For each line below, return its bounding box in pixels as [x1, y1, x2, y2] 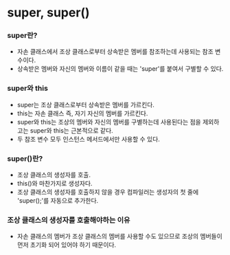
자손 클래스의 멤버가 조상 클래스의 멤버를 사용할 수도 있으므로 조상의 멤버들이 [16, 232, 223, 241]
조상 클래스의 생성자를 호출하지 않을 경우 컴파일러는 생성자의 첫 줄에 [16, 188, 199, 197]
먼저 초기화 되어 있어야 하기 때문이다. [16, 241, 117, 249]
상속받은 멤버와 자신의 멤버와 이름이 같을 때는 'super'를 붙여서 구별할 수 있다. [16, 65, 224, 73]
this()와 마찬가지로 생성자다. [16, 179, 93, 188]
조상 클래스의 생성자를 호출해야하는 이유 [7, 215, 130, 225]
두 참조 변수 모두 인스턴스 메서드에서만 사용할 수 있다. [16, 135, 160, 143]
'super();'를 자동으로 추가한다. [16, 197, 99, 205]
